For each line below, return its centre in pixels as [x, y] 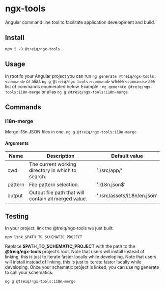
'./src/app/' [110, 170]
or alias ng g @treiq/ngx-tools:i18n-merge [85, 92]
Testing [17, 216]
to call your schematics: [29, 273]
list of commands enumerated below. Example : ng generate [66, 86]
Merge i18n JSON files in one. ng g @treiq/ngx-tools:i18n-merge [71, 132]
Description [60, 156]
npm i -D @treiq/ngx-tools [33, 49]
